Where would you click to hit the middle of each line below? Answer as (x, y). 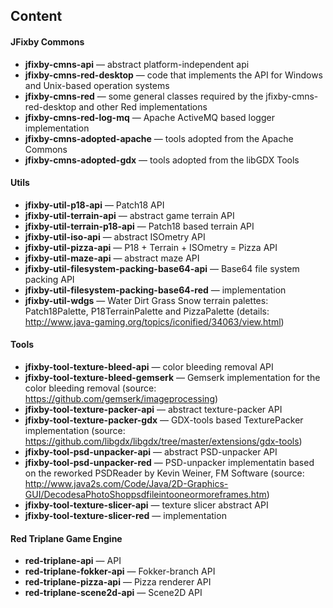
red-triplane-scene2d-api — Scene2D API (113, 593)
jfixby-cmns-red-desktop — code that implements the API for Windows (173, 75)
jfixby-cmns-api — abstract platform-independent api (137, 64)
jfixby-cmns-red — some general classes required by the (144, 96)
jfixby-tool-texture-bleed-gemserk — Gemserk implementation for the (172, 377)
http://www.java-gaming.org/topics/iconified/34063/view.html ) (154, 321)
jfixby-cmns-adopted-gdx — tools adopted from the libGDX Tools (162, 160)
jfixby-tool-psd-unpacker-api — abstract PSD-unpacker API (151, 452)
